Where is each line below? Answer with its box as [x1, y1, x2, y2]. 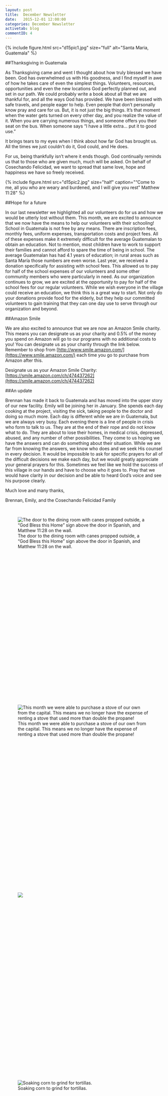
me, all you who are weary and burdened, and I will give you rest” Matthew [5, 184, 159, 190]
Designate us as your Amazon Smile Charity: [5, 367, 97, 373]
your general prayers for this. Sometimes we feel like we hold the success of [5, 462, 163, 468]
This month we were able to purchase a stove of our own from [18, 721, 146, 726]
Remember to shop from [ [5, 347, 59, 353]
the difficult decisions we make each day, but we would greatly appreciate [5, 457, 159, 462]
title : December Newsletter [5, 12, 66, 17]
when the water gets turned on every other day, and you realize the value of [5, 112, 162, 118]
